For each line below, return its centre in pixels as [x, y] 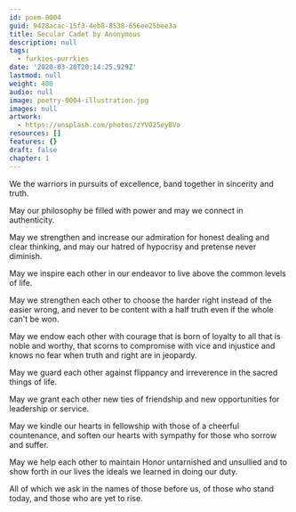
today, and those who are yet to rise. [76, 498]
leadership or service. [49, 408]
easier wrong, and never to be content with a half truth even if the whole [141, 309]
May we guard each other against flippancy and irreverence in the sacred [144, 372]
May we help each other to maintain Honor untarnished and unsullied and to [148, 462]
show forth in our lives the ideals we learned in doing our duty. [124, 471]
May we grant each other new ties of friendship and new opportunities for [144, 399]
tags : [19, 51]
